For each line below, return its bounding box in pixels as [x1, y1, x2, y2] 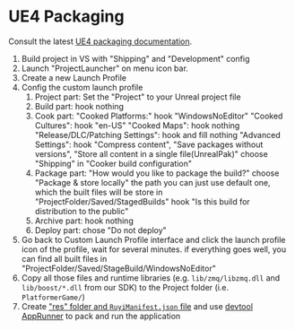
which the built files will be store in [34, 187, 163, 197]
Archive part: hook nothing [34, 215, 134, 226]
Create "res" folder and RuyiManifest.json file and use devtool [21, 300, 253, 311]
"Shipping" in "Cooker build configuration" [34, 158, 193, 169]
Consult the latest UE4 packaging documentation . [8, 36, 193, 47]
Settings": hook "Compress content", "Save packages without [34, 139, 264, 150]
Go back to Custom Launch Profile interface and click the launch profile [21, 234, 286, 245]
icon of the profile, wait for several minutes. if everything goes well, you [21, 244, 287, 255]
